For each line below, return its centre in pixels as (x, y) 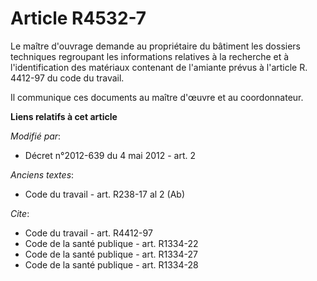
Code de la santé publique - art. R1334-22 (111, 243)
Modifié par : (36, 136)
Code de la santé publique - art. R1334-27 (111, 254)
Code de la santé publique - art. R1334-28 (111, 264)
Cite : (20, 213)
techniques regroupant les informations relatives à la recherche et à (150, 56)
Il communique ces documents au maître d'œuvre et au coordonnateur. (157, 97)
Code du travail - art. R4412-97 (88, 233)
